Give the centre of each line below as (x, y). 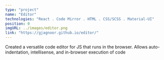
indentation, (17, 52)
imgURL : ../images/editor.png (37, 28)
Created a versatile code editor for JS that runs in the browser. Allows (77, 47)
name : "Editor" (21, 14)
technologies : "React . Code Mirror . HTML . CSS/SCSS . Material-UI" (80, 19)
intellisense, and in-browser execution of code (78, 52)
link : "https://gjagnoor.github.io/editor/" (52, 33)
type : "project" (22, 10)
